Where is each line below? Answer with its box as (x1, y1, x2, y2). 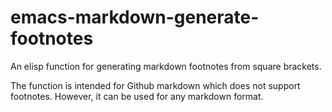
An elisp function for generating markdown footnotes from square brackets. (10, 60, 322, 72)
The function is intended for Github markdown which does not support (10, 79, 301, 91)
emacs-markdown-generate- (10, 6, 260, 29)
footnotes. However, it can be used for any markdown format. (10, 90, 264, 102)
